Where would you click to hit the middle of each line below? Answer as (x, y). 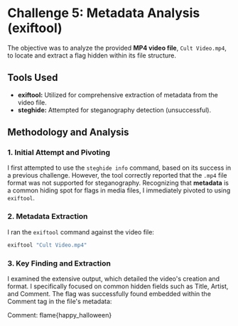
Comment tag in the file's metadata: (60, 301)
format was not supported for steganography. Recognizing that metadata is (118, 183)
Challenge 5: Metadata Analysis (104, 13)
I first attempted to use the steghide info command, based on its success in (119, 168)
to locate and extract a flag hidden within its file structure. (92, 55)
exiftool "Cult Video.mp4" (47, 245)
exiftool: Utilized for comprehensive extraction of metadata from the (118, 94)
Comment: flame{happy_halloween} (60, 315)
